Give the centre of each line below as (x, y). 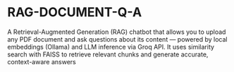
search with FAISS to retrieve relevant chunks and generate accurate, (108, 54)
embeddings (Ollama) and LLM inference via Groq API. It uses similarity (111, 47)
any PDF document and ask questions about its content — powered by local (117, 39)
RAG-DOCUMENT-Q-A (75, 12)
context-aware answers (42, 61)
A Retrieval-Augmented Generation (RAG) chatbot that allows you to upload (117, 32)
